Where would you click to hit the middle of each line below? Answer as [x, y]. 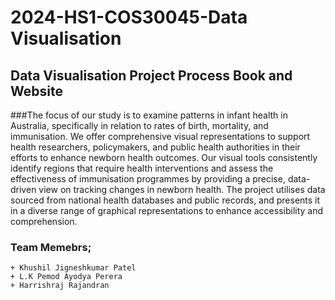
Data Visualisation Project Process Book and [151, 75]
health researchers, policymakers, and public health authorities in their [155, 147]
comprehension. [44, 221]
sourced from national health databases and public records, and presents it [165, 200]
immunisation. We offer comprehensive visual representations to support [160, 136]
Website [36, 91]
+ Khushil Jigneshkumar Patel [73, 268]
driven [23, 189]
